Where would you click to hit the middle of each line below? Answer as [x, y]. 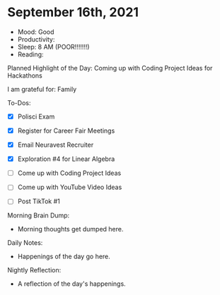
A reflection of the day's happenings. [71, 284]
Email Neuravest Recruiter [56, 145]
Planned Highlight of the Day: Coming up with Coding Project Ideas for [110, 68]
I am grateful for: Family [42, 89]
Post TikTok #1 [39, 201]
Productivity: [36, 39]
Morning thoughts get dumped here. [70, 229]
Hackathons [25, 76]
